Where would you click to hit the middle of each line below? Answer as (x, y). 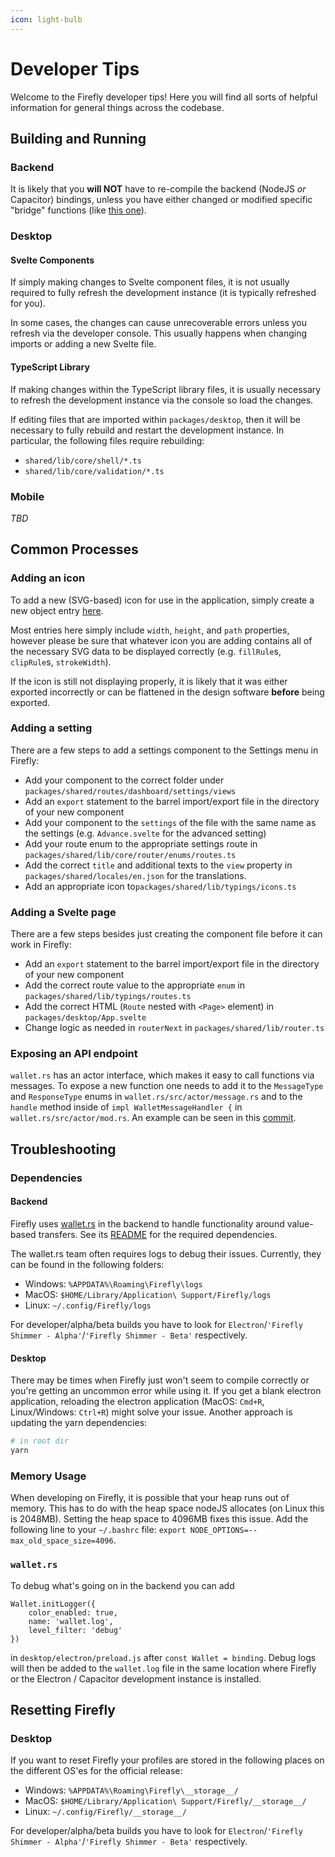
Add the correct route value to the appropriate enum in (134, 985)
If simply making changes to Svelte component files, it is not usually (150, 282)
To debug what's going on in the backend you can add (122, 1585)
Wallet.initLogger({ (53, 1604)
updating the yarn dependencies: (79, 1423)
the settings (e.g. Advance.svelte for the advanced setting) (145, 833)
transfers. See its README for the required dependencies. (158, 1234)
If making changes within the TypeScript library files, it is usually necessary (166, 389)
